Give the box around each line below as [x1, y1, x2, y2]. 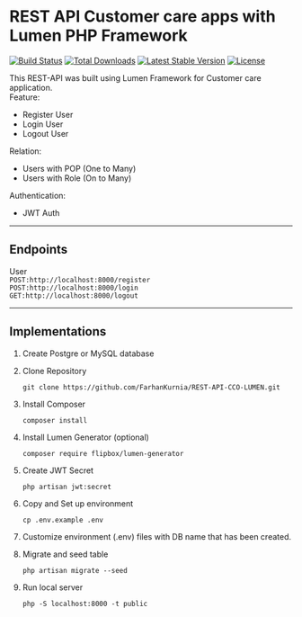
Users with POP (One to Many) [22, 163, 137, 174]
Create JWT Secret [22, 465, 94, 476]
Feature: [9, 92, 40, 103]
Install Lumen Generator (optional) [22, 432, 150, 443]
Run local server [22, 582, 84, 593]
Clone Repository [22, 365, 87, 376]
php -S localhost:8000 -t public [22, 599, 148, 608]
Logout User [22, 128, 69, 139]
